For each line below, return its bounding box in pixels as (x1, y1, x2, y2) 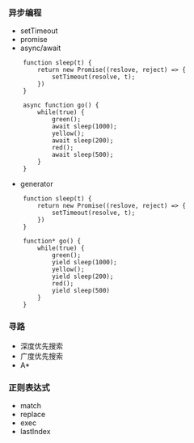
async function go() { (23, 101, 99, 110)
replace (19, 409, 46, 419)
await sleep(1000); (51, 123, 117, 131)
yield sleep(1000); (51, 259, 117, 267)
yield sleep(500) (51, 287, 111, 295)
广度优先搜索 (19, 351, 63, 361)
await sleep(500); (51, 151, 114, 159)
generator (19, 179, 54, 189)
